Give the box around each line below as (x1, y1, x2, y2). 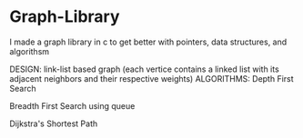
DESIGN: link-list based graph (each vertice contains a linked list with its (9, 64, 279, 74)
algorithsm (9, 45, 50, 56)
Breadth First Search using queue (9, 100, 136, 111)
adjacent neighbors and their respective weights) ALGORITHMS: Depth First (9, 73, 294, 84)
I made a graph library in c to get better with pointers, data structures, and (9, 36, 288, 47)
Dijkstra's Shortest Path (9, 118, 98, 129)
